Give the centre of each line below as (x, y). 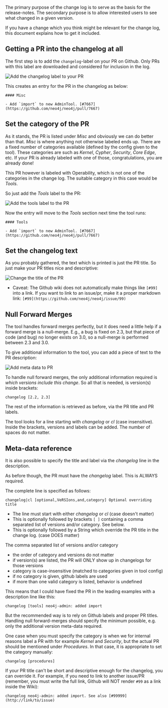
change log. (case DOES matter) (46, 535)
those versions (28, 566)
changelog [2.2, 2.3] (28, 397)
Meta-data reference (38, 448)
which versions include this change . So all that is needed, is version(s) (78, 383)
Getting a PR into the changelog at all (64, 49)
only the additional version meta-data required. (54, 626)
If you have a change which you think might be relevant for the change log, (83, 28)
